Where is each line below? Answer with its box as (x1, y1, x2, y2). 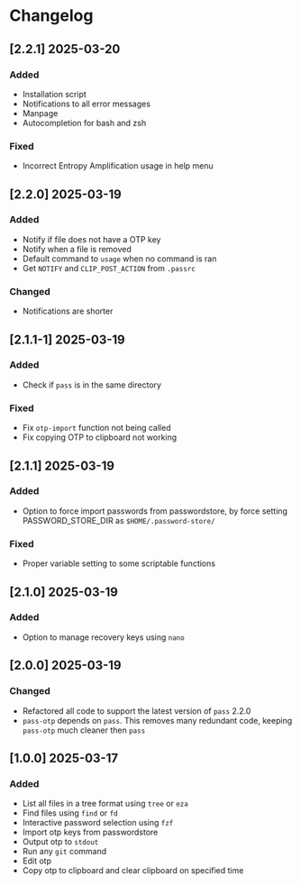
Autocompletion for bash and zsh (22, 117, 147, 128)
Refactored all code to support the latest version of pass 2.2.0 (22, 705, 251, 716)
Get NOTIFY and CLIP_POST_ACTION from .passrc (22, 262, 196, 273)
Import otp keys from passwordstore (22, 826, 159, 838)
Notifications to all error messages (22, 98, 151, 109)
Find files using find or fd (22, 807, 119, 818)
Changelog (9, 5, 94, 26)
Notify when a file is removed (22, 243, 132, 254)
